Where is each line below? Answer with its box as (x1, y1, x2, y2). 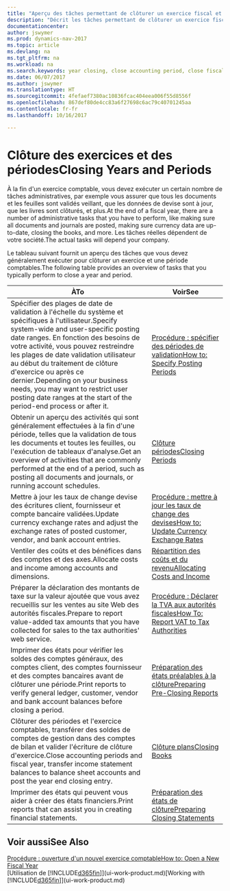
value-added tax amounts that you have (10, 617, 140, 627)
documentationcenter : (7, 23, 69, 29)
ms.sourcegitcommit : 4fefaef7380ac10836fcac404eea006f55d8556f (7, 93, 192, 100)
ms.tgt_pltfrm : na (7, 55, 60, 62)
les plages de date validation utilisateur (10, 350, 136, 360)
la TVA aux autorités (151, 600, 217, 610)
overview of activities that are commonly (10, 455, 142, 464)
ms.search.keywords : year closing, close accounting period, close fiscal (7, 67, 225, 74)
